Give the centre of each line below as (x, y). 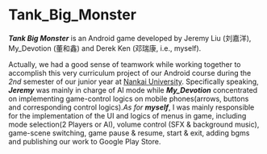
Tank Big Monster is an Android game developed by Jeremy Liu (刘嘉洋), (130, 38)
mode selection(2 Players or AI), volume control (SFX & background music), (134, 124)
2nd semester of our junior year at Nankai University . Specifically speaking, (134, 81)
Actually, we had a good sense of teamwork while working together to (125, 64)
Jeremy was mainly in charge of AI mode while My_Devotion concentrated (133, 89)
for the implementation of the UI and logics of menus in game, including (127, 115)
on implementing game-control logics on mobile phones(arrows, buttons (129, 98)
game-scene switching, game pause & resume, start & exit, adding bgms (129, 133)
